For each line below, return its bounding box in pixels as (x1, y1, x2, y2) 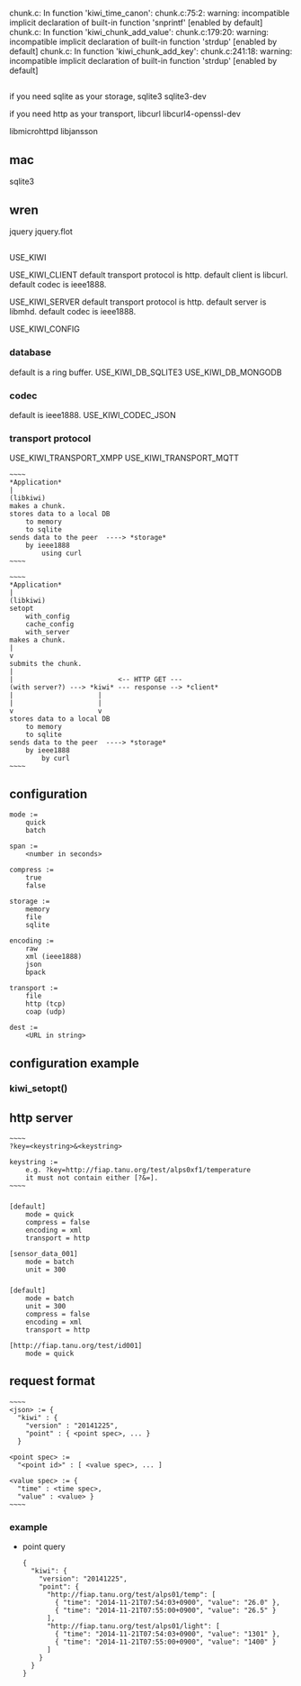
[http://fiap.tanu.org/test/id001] (9, 1342, 143, 1351)
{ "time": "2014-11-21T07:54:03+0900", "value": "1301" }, (55, 1630, 280, 1639)
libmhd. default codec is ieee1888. (9, 306, 137, 317)
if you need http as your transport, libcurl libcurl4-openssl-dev (9, 108, 241, 120)
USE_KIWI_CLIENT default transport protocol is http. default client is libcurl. (9, 269, 288, 280)
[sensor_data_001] (9, 1250, 78, 1259)
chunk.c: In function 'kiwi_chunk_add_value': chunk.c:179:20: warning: (9, 27, 270, 37)
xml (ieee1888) (25, 952, 83, 961)
